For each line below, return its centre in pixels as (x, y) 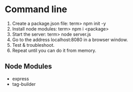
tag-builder (24, 84)
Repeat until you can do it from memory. (54, 50)
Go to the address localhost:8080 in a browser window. (70, 40)
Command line (36, 9)
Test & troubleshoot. (33, 45)
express (20, 79)
